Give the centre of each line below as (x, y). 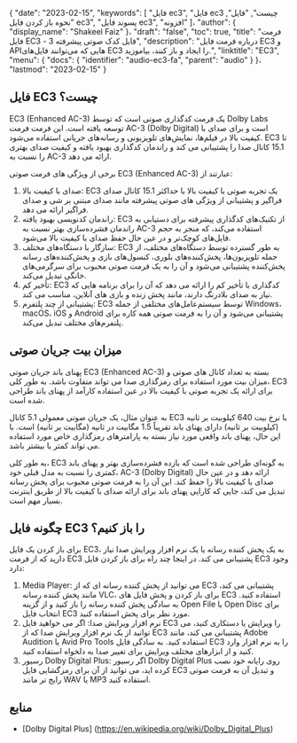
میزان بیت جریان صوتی (66, 351)
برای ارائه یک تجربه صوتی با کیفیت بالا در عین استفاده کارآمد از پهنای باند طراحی (141, 390)
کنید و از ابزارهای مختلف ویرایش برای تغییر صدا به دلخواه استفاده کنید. (138, 652)
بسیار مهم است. (36, 500)
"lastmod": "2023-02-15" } (58, 69)
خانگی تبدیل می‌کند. (54, 275)
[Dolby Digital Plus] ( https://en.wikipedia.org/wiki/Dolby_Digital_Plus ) (148, 729)
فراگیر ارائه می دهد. (55, 209)
